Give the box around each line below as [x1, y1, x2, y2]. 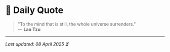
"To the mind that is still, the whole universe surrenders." [17, 21, 136, 27]
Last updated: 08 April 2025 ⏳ [5, 41, 69, 47]
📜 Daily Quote [5, 4, 64, 16]
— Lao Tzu [17, 26, 41, 32]
